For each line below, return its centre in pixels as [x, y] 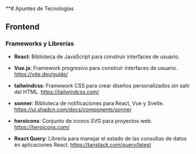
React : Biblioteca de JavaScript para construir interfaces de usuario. [97, 56]
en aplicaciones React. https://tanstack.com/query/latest [82, 145]
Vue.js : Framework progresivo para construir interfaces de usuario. [96, 68]
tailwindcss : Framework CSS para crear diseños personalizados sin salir [102, 85]
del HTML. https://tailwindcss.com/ [56, 92]
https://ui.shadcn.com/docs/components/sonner [73, 109]
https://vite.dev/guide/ [41, 74]
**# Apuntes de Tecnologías [40, 9]
